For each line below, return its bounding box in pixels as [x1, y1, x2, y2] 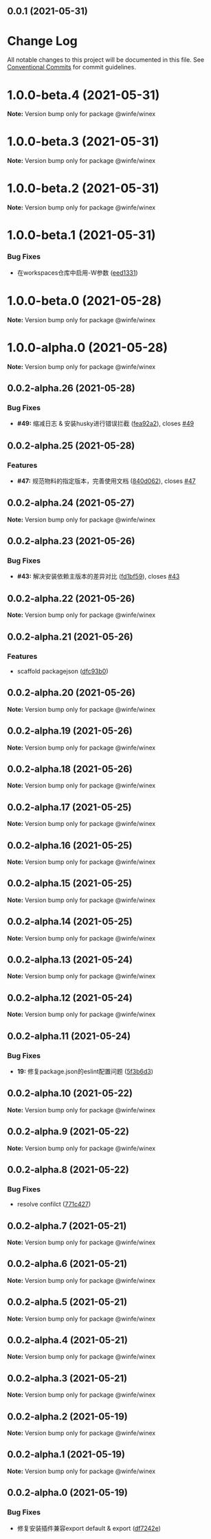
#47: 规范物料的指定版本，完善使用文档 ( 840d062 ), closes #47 [16, 477, 196, 485]
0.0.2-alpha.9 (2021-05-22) [7, 1126, 129, 1138]
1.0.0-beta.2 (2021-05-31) [7, 181, 159, 196]
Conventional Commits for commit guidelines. [7, 63, 136, 71]
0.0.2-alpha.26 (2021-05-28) [7, 382, 135, 394]
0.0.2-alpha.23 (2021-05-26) [7, 535, 135, 547]
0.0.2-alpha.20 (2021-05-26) [7, 687, 136, 699]
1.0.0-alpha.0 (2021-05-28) [7, 339, 168, 355]
